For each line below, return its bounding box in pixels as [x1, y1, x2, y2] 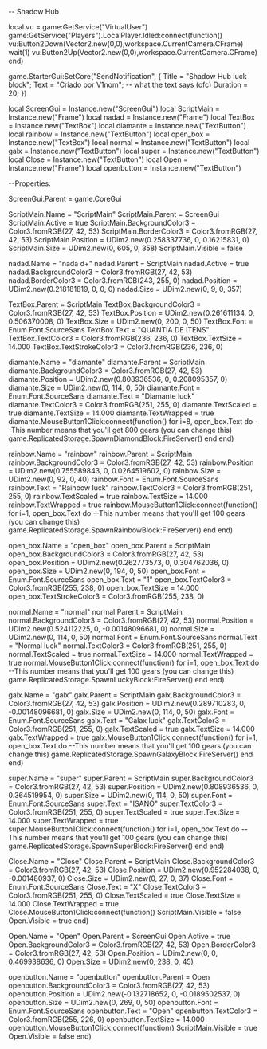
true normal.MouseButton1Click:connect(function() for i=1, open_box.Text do [8, 658, 260, 667]
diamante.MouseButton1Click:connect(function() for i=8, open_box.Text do [8, 417, 253, 426]
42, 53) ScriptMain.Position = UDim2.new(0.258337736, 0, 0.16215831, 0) [8, 235, 249, 244]
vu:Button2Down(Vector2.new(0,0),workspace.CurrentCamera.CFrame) [8, 39, 244, 49]
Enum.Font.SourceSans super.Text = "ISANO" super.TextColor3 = [8, 799, 223, 808]
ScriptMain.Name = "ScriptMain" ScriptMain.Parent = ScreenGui [8, 210, 220, 218]
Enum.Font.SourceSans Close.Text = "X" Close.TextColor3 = [8, 882, 207, 891]
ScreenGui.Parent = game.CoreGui [8, 194, 122, 203]
